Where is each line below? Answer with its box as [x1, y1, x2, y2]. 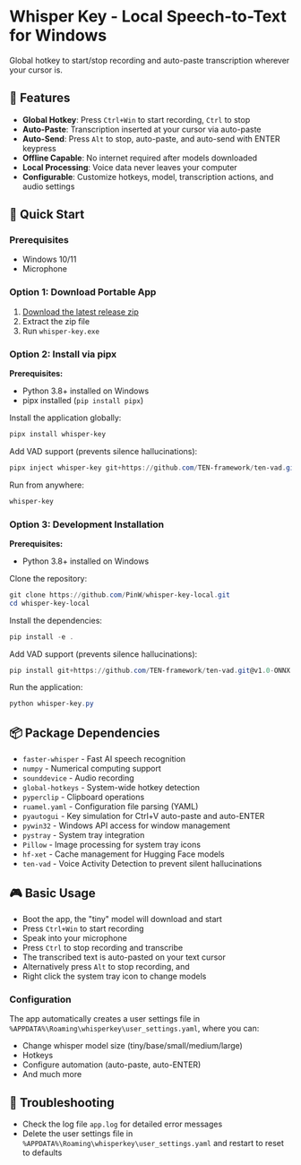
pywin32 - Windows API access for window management [21, 820, 231, 831]
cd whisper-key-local [9, 599, 90, 608]
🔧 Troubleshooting [9, 1095, 115, 1110]
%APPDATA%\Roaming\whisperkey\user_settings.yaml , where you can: [9, 1023, 260, 1034]
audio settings [21, 181, 75, 192]
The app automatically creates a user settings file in [9, 1014, 201, 1024]
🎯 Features [9, 91, 71, 106]
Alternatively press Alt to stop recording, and [21, 961, 190, 971]
